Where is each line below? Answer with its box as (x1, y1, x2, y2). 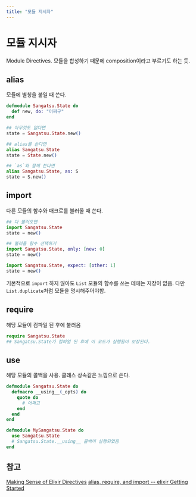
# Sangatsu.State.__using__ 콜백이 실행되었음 (11, 439, 119, 445)
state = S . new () (6, 174, 46, 180)
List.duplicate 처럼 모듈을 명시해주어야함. (6, 287, 106, 294)
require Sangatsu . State (6, 333, 66, 339)
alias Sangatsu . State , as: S (6, 168, 79, 174)
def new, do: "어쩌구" (11, 108, 64, 115)
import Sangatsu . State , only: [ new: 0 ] (6, 246, 105, 252)
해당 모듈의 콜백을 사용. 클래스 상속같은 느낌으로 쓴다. (6, 371, 130, 379)
